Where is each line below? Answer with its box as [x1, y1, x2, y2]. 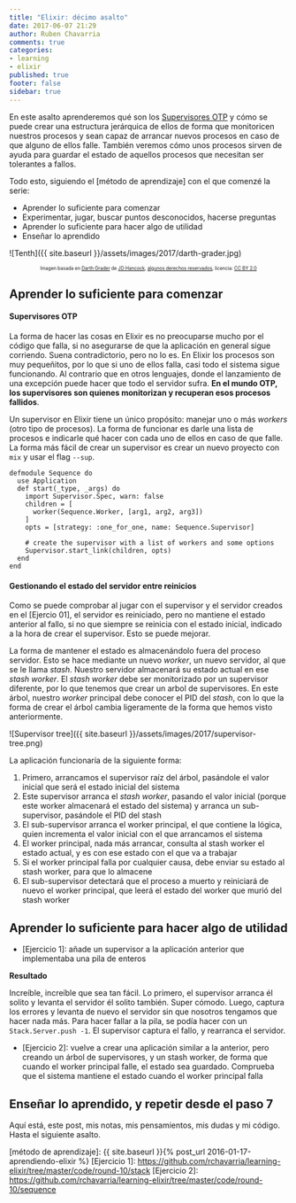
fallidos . [9, 397, 40, 407]
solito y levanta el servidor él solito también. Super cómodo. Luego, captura [9, 997, 285, 1008]
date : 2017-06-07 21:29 [9, 21, 97, 30]
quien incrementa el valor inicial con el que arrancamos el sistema [21, 829, 263, 840]
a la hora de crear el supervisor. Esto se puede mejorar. [9, 628, 211, 639]
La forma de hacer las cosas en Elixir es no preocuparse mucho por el [9, 331, 264, 342]
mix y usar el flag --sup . [9, 452, 95, 462]
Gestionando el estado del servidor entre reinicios [9, 580, 197, 591]
